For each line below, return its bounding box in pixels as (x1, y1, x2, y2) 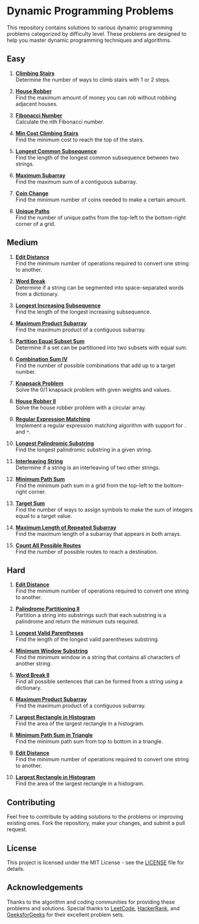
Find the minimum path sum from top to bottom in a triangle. (15, 738, 163, 745)
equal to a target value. (15, 512, 72, 519)
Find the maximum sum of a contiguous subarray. (15, 178, 138, 185)
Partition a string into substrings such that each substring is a (15, 612, 166, 619)
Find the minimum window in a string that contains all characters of (15, 654, 181, 661)
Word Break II (15, 672, 50, 679)
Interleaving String (15, 457, 63, 464)
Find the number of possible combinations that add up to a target (15, 362, 175, 369)
